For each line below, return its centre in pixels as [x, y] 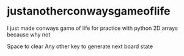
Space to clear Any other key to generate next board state [80, 46]
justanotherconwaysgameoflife [89, 11]
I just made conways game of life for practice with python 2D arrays [92, 28]
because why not [29, 34]
